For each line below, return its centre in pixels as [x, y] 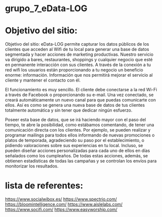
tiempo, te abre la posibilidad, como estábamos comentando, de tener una [80, 125]
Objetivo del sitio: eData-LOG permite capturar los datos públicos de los [77, 44]
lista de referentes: [44, 186]
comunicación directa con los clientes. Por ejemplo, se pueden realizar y [78, 130]
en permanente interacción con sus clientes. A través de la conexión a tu [78, 65]
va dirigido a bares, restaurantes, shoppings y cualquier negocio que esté [79, 60]
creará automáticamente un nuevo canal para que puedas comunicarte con [81, 100]
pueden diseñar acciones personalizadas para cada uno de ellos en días [78, 150]
